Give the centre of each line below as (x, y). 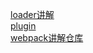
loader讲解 (32, 14)
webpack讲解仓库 (47, 37)
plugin (23, 26)
